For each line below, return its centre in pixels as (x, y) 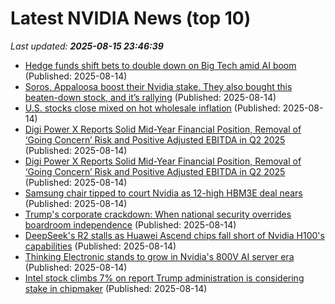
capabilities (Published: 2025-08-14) (100, 246)
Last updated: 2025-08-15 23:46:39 (87, 46)
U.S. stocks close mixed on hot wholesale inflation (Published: (152, 108)
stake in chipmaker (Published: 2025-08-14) (116, 288)
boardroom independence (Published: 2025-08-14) (130, 224)
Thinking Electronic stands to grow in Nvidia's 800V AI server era (159, 256)
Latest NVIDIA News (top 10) (131, 18)
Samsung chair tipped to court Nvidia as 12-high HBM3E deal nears (163, 193)
